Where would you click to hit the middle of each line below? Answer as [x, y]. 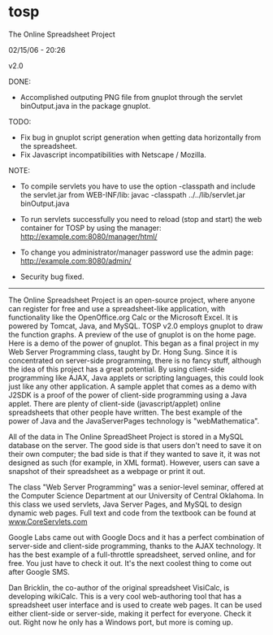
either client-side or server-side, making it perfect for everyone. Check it [130, 613]
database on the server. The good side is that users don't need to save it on [135, 445]
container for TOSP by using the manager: [91, 228]
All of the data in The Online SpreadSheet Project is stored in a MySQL [126, 437]
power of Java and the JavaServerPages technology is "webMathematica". [134, 420]
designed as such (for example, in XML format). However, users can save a [134, 463]
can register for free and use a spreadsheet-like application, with [117, 308]
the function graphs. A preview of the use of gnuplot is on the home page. [132, 334]
